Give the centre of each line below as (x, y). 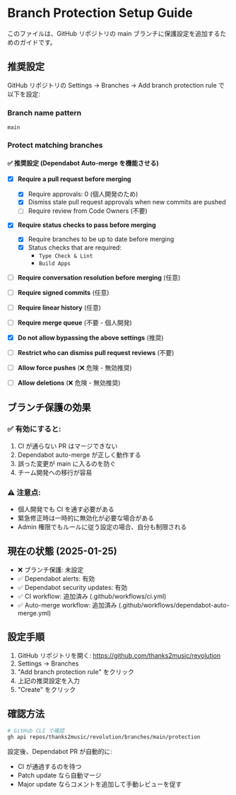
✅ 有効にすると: (34, 429)
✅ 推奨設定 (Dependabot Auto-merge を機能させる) (83, 163)
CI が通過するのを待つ (49, 767)
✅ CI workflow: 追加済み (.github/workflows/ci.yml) (92, 596)
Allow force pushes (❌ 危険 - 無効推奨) (75, 367)
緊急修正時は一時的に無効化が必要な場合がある (85, 518)
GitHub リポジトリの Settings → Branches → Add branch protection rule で (116, 85)
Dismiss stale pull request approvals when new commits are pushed (127, 202)
